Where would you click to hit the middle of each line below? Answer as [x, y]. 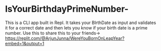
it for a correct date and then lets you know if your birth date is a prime [76, 27]
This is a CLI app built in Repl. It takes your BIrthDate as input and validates [81, 23]
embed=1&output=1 [25, 43]
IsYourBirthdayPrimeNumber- [67, 9]
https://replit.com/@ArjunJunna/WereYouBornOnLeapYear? [65, 38]
